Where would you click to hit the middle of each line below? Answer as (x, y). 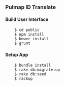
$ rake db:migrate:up (37, 70)
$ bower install (32, 39)
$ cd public (27, 30)
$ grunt (22, 44)
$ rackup (24, 79)
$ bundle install (33, 65)
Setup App (17, 54)
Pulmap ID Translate (30, 7)
